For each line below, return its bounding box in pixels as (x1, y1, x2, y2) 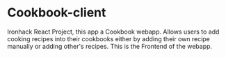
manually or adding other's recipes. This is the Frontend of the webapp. (7, 42, 213, 50)
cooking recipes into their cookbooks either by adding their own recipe (7, 34, 211, 43)
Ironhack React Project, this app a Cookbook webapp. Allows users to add (7, 27, 220, 36)
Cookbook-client (7, 5, 106, 21)
